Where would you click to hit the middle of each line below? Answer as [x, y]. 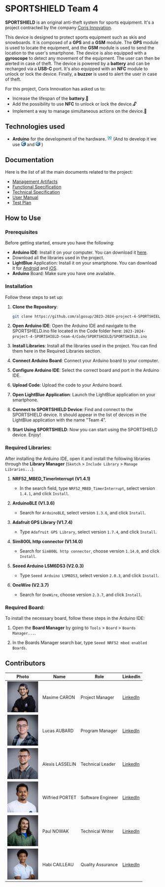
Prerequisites [21, 232]
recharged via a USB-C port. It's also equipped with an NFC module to [77, 69]
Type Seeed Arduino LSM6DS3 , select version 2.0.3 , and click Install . [89, 575]
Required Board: [25, 607]
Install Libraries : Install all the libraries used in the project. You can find [85, 346]
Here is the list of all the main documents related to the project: [69, 172]
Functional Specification [37, 187]
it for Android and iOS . [35, 268]
